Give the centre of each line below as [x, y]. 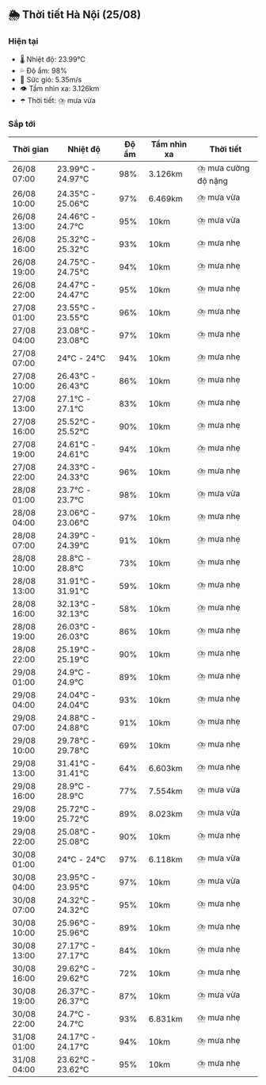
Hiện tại [23, 41]
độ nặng [213, 181]
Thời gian [30, 149]
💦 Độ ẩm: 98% [43, 71]
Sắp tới [22, 124]
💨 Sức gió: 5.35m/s [51, 79]
